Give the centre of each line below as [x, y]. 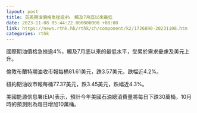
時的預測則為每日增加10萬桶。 [43, 104]
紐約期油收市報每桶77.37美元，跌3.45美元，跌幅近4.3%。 [77, 84]
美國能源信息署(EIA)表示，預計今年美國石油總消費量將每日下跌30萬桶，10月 [99, 97]
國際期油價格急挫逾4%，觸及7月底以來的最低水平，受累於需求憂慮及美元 [95, 52]
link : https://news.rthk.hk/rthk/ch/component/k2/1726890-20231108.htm [97, 28]
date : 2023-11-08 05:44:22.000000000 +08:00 [62, 23]
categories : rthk [28, 34]
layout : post [22, 12]
